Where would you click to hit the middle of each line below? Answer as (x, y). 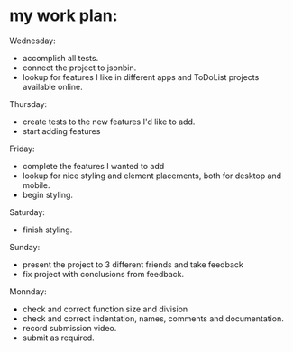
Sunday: (25, 247)
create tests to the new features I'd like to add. (109, 122)
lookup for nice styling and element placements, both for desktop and (152, 176)
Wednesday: (32, 41)
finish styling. (47, 230)
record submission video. (69, 328)
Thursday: (28, 104)
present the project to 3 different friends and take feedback (133, 264)
